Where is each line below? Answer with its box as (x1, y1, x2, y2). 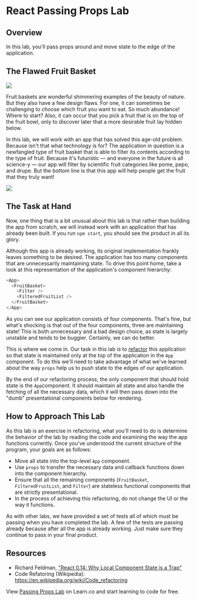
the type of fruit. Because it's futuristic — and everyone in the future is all (6, 154, 184, 161)
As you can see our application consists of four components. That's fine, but (6, 315, 191, 322)
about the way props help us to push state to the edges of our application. (6, 364, 185, 371)
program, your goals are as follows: (6, 446, 92, 453)
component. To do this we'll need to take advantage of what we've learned (6, 358, 186, 365)
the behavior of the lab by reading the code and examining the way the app (6, 433, 188, 440)
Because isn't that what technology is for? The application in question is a (6, 142, 185, 149)
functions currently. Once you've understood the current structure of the (6, 440, 182, 447)
